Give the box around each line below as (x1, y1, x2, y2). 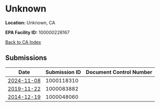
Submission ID (45, 68, 81, 75)
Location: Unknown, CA (5, 20, 56, 26)
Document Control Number (85, 68, 152, 75)
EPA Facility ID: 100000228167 (5, 29, 70, 35)
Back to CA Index (5, 39, 41, 45)
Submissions (5, 54, 47, 62)
